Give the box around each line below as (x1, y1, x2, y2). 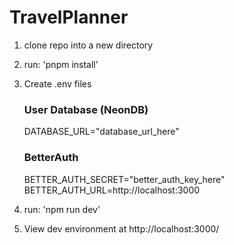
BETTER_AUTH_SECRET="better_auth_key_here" (23, 173, 226, 185)
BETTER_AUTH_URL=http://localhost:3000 (23, 184, 201, 196)
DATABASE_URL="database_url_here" (23, 126, 180, 138)
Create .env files (23, 77, 92, 90)
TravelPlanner (9, 6, 129, 29)
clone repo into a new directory (23, 39, 154, 51)
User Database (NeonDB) (23, 102, 149, 116)
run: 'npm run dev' (23, 203, 101, 215)
